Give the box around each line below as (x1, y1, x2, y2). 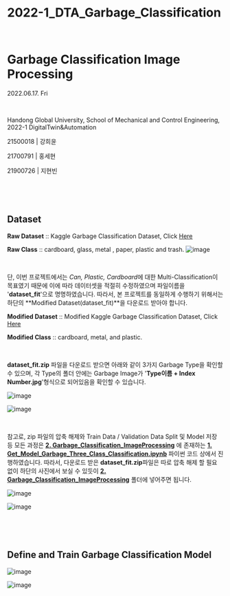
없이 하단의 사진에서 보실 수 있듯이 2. (7, 467, 106, 475)
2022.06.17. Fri (7, 89, 48, 97)
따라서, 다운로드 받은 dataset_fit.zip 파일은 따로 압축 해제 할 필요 (43, 458, 218, 466)
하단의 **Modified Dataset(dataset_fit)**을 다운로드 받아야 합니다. (7, 298, 187, 307)
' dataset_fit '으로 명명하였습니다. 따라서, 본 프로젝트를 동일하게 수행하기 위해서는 (7, 290, 224, 298)
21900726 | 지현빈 (7, 167, 58, 175)
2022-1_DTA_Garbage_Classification (7, 5, 222, 21)
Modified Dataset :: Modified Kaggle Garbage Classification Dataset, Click (7, 312, 218, 321)
